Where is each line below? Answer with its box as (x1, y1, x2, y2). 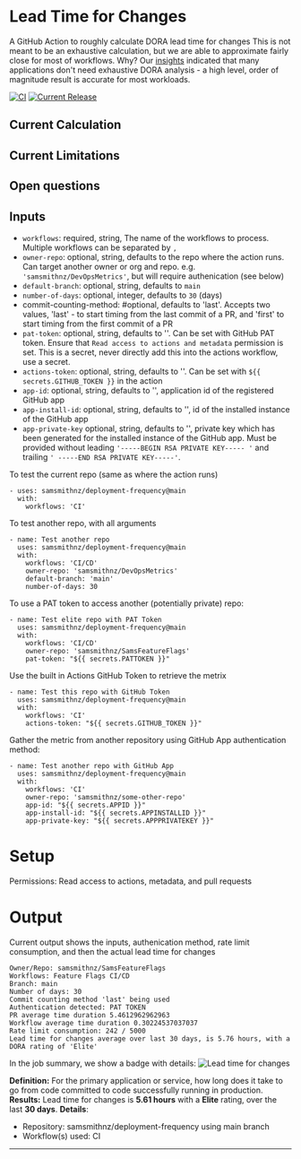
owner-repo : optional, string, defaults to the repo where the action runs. (21, 251, 285, 262)
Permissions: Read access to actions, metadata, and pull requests (9, 876, 253, 887)
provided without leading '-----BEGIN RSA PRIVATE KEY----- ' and (21, 442, 270, 453)
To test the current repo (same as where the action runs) (9, 469, 219, 480)
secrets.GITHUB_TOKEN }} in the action (21, 375, 163, 386)
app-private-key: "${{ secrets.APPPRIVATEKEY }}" (25, 816, 215, 826)
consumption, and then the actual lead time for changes (9, 946, 216, 956)
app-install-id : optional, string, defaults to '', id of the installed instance (21, 403, 290, 414)
